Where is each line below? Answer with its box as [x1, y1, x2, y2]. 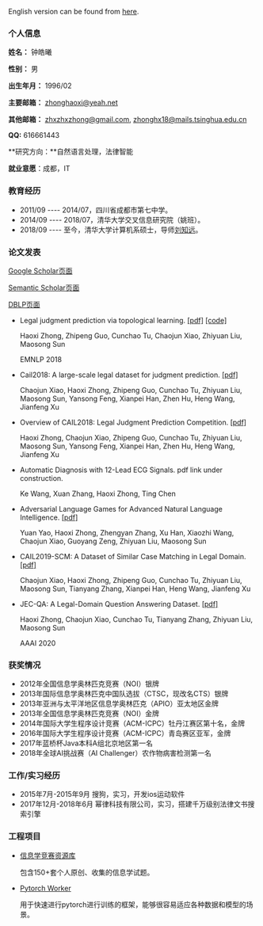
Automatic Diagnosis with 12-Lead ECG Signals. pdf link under [19, 465, 223, 474]
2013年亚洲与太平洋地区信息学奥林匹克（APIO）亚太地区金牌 [19, 699, 219, 708]
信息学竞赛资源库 [19, 851, 76, 860]
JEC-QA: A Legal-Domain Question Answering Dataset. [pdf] [19, 599, 219, 608]
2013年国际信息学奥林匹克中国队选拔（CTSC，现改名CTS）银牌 [19, 689, 229, 699]
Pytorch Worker [19, 883, 71, 893]
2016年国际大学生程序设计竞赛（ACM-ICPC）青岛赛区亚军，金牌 [19, 729, 231, 738]
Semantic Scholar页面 [8, 283, 80, 292]
